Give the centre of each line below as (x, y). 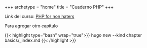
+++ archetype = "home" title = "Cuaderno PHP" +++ (59, 7)
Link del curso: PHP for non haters (39, 16)
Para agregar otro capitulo (31, 26)
